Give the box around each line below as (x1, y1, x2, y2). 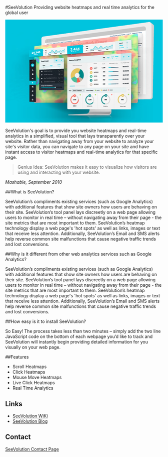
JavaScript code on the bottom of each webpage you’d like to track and (5, 333, 153, 339)
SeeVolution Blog (12, 418, 48, 424)
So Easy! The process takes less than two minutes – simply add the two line (5, 328, 161, 334)
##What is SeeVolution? (5, 189, 54, 195)
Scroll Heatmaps (12, 364, 47, 370)
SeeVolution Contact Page (5, 446, 59, 452)
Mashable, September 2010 (5, 179, 62, 185)
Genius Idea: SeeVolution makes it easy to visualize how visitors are (17, 164, 157, 170)
